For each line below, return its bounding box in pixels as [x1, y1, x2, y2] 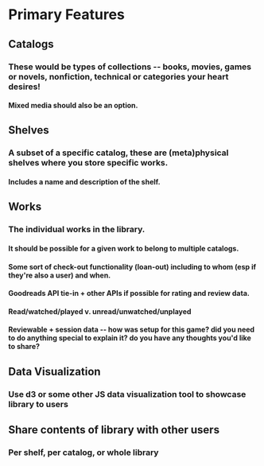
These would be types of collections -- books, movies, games [8, 61, 252, 72]
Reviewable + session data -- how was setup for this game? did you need [8, 324, 255, 335]
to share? [8, 342, 41, 351]
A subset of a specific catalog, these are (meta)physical [8, 147, 229, 158]
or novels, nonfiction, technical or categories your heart [8, 71, 229, 82]
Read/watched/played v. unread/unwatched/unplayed [8, 306, 192, 316]
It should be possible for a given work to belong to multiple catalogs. [8, 243, 239, 253]
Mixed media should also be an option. [8, 101, 138, 111]
